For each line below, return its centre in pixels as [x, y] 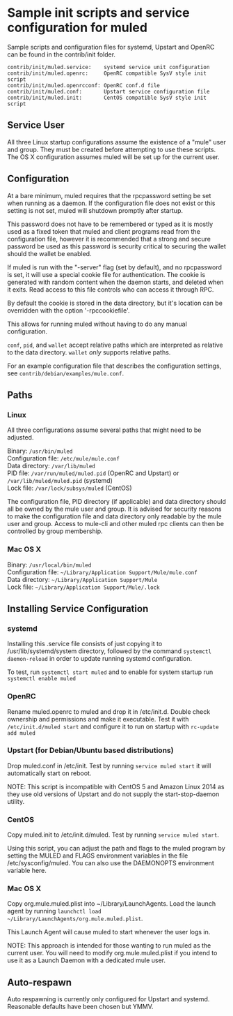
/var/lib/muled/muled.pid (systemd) [60, 481]
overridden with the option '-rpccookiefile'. [69, 310]
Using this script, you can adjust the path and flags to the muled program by [116, 849]
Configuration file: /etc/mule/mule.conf [64, 458]
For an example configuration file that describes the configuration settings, [114, 366]
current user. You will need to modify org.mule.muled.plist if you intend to [112, 953]
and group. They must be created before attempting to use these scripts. [112, 149]
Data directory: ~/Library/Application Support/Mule [82, 579]
